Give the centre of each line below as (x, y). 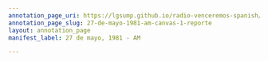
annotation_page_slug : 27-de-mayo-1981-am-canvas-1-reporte (110, 23)
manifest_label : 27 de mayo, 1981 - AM (75, 38)
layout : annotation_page (49, 30)
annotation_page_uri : (44, 15)
